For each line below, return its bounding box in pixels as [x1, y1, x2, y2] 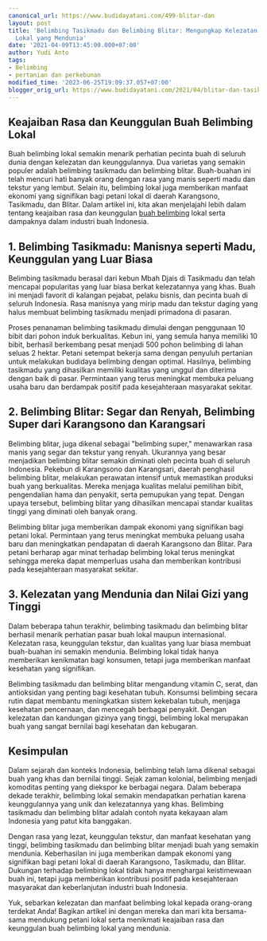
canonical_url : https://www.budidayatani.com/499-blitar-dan [8, 11, 215, 20]
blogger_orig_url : [8, 85, 69, 94]
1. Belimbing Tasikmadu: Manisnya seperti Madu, [8, 240, 256, 254]
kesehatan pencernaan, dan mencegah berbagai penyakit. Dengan [8, 704, 226, 714]
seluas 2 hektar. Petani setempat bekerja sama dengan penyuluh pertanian [8, 348, 253, 357]
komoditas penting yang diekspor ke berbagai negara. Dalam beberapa [8, 782, 242, 792]
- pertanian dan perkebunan [8, 71, 102, 79]
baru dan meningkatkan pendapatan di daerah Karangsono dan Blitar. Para [8, 539, 253, 549]
